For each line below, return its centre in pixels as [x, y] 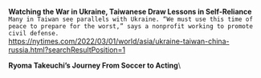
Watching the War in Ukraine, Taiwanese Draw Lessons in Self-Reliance [130, 12]
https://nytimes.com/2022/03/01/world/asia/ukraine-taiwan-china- [119, 41]
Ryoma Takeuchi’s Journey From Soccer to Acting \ [94, 65]
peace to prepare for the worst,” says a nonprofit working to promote [130, 27]
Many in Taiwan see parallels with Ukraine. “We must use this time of [130, 19]
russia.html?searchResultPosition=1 [67, 50]
